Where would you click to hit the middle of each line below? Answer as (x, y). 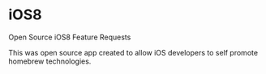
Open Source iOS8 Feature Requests (70, 37)
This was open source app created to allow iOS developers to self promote (133, 52)
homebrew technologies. (50, 61)
